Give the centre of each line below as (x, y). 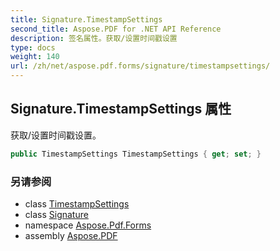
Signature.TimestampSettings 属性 (121, 109)
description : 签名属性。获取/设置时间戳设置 (94, 38)
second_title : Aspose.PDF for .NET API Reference (116, 29)
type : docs (33, 47)
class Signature (56, 214)
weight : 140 (35, 57)
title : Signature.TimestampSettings (86, 19)
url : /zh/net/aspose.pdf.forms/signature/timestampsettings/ (140, 66)
